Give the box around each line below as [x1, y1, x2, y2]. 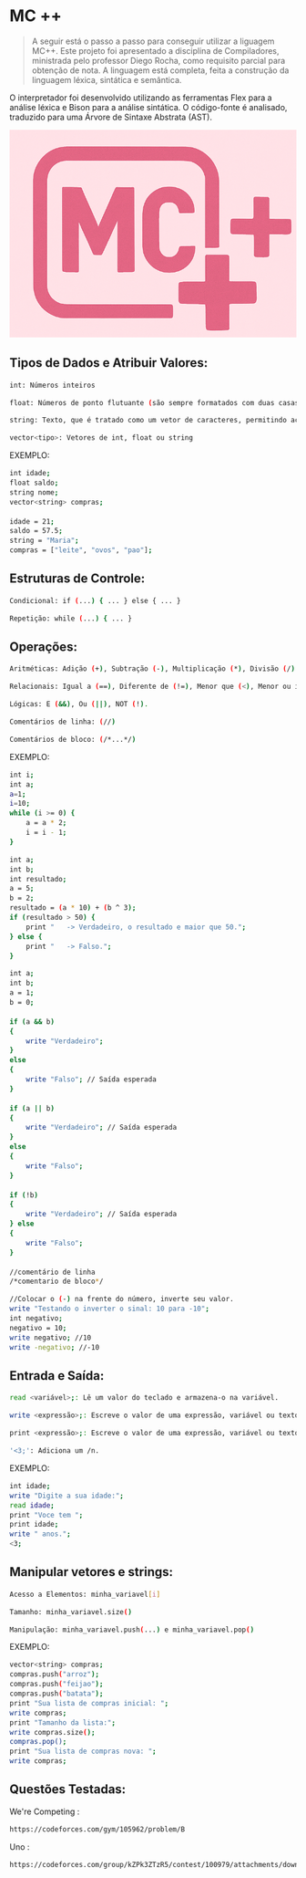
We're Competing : [9, 1806, 80, 1817]
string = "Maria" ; [9, 536, 79, 546]
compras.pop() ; [9, 1737, 67, 1747]
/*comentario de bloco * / [9, 1277, 104, 1287]
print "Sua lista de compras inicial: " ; [9, 1698, 169, 1707]
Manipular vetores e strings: [9, 1564, 173, 1580]
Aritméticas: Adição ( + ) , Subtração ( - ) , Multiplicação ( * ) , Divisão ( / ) [9, 664, 296, 673]
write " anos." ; [9, 1529, 71, 1539]
